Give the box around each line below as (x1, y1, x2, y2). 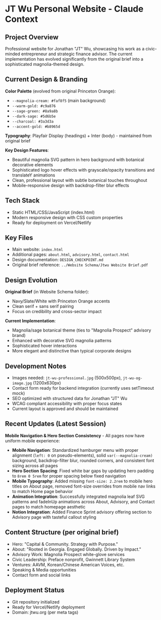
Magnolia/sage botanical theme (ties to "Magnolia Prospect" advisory (12, 327, 151, 333)
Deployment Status (5, 586, 64, 594)
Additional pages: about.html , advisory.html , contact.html (12, 252, 129, 257)
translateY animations (12, 172, 55, 178)
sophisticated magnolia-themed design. (5, 62, 85, 67)
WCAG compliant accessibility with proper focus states (12, 401, 122, 407)
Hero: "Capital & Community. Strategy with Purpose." (12, 541, 118, 547)
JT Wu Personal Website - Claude (5, 3, 144, 15)
